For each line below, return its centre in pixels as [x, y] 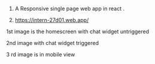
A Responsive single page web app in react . [70, 9]
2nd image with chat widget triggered [52, 43]
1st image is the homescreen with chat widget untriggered [78, 31]
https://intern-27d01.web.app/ [52, 20]
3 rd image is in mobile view [41, 55]
